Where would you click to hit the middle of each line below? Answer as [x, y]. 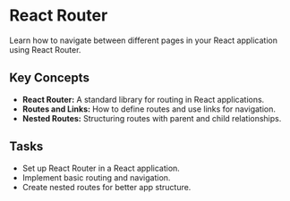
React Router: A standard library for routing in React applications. [143, 99]
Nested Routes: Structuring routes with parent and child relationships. [152, 118]
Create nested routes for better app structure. [107, 187]
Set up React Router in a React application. [101, 168]
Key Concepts [49, 78]
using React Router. [45, 49]
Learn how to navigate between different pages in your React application [143, 40]
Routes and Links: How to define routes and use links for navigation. [149, 109]
